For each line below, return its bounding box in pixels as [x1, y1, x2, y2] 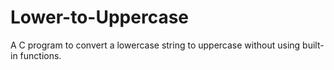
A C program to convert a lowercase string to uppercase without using [10, 39, 301, 51]
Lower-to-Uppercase [10, 6, 190, 29]
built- [302, 39, 325, 51]
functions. [19, 49, 62, 61]
